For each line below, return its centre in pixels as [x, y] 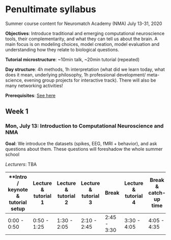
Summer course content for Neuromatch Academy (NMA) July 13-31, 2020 [84, 23]
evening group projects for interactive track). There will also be [90, 80]
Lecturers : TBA [21, 164]
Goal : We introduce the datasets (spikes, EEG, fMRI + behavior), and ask [81, 143]
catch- [157, 193]
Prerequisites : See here [31, 95]
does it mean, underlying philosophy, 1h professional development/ [76, 74]
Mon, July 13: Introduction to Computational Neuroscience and [84, 126]
